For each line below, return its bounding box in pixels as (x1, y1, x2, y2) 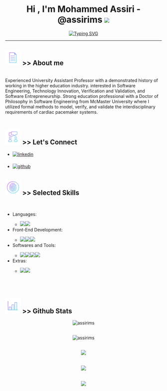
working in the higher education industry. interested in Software (5, 82, 136, 88)
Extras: (12, 258, 27, 264)
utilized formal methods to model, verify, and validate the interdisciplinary (5, 103, 156, 110)
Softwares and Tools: (12, 242, 56, 248)
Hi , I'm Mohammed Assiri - (26, 3, 141, 15)
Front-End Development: (12, 227, 63, 233)
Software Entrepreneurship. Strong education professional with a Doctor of (5, 93, 159, 99)
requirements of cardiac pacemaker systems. (5, 109, 98, 115)
